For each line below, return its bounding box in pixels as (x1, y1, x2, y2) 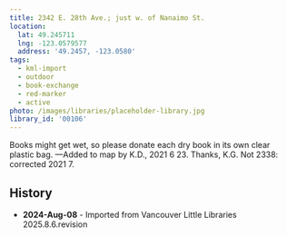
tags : (9, 55, 30, 64)
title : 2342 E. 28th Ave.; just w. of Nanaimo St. (9, 13, 205, 23)
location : (9, 22, 47, 31)
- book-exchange (17, 81, 79, 90)
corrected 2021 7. (9, 159, 74, 170)
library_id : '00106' (9, 114, 88, 123)
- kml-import (17, 64, 67, 74)
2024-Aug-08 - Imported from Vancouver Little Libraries (22, 209, 238, 220)
